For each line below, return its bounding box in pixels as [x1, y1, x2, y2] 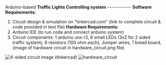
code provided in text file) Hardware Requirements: [12, 24, 119, 30]
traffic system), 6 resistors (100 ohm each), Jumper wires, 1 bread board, [12, 40, 162, 45]
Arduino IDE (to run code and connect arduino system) [12, 29, 124, 35]
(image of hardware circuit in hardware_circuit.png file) [12, 45, 125, 50]
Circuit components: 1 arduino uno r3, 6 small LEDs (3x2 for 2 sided [12, 34, 151, 40]
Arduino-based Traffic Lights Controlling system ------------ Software [5, 4, 152, 10]
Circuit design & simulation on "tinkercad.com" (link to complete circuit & [12, 19, 161, 24]
